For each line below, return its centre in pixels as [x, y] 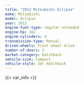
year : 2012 [16, 23]
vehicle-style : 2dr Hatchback [36, 64]
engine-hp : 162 [20, 32]
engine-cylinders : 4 [26, 37]
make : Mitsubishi [23, 14]
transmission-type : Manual [32, 41]
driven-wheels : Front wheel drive [40, 46]
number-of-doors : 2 [25, 50]
